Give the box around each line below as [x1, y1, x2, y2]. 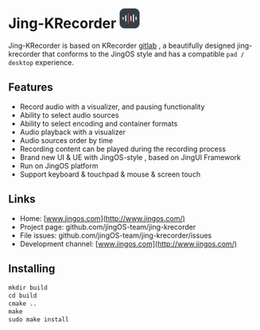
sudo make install [8, 316, 69, 324]
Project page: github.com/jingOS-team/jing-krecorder [19, 222, 196, 231]
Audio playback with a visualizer [19, 127, 126, 137]
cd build [8, 292, 37, 300]
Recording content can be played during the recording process [19, 144, 227, 153]
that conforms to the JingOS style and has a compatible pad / [42, 49, 245, 59]
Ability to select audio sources [19, 110, 119, 119]
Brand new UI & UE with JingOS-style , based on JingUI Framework [19, 152, 241, 162]
